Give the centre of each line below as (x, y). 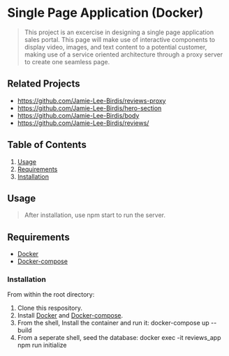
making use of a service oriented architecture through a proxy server (124, 54)
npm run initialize (42, 345)
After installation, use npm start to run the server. (95, 215)
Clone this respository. (50, 308)
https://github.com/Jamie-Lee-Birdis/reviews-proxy (91, 101)
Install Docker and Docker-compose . (70, 316)
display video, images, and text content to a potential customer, (116, 47)
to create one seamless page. (67, 61)
